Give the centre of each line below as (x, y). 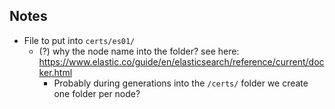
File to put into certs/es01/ (79, 40)
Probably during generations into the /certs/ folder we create (181, 83)
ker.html (55, 72)
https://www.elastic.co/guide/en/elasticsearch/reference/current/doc (181, 61)
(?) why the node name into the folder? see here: (139, 51)
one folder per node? (97, 93)
